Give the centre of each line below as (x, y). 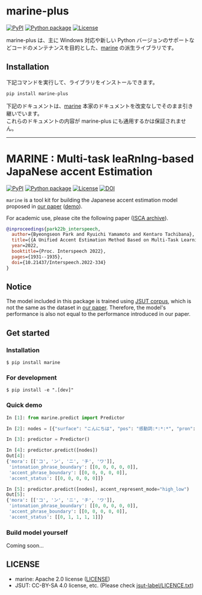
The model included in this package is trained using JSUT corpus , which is (99, 301)
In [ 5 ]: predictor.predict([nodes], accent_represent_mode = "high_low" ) (98, 489)
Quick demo (24, 405)
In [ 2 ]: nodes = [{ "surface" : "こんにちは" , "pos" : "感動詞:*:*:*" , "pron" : (101, 428)
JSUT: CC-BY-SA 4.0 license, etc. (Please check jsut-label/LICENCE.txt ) (104, 585)
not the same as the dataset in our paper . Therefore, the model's (86, 307)
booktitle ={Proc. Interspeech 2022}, (59, 251)
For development (32, 377)
